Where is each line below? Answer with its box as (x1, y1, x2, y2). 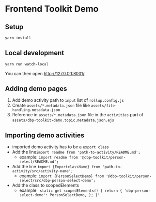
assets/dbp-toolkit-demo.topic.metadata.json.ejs (12, 118, 115, 123)
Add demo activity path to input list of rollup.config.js (12, 97, 125, 103)
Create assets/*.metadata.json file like (12, 103, 90, 109)
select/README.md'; (19, 159, 59, 164)
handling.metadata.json (12, 108, 61, 112)
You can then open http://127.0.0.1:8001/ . (5, 70, 86, 76)
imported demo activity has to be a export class (12, 144, 109, 150)
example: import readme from (19, 154, 78, 160)
